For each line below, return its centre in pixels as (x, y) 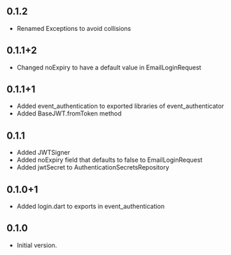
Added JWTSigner (43, 153)
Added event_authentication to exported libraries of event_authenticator (120, 106)
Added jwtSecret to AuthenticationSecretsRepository (93, 167)
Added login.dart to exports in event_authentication (91, 207)
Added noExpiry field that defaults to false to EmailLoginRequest (110, 160)
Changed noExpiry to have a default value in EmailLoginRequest (109, 67)
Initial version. (37, 245)
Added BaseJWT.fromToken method (69, 113)
